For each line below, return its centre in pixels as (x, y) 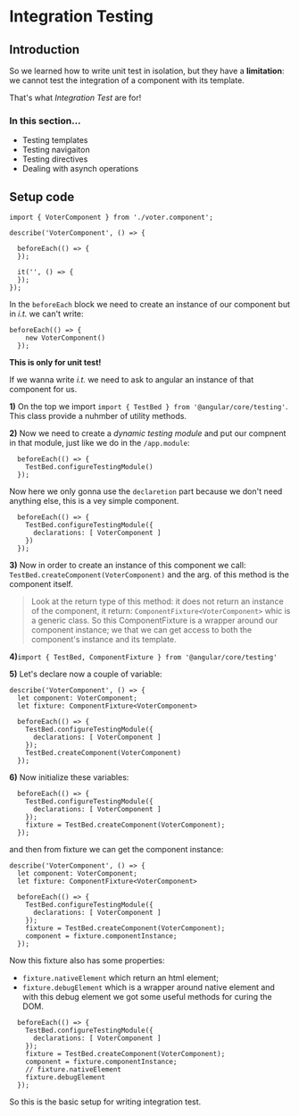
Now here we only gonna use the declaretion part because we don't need (146, 491)
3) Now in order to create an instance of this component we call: (128, 566)
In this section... (45, 121)
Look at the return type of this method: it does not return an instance (157, 601)
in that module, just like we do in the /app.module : (100, 443)
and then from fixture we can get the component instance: (116, 850)
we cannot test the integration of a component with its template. (127, 80)
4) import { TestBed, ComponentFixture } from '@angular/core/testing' (144, 657)
